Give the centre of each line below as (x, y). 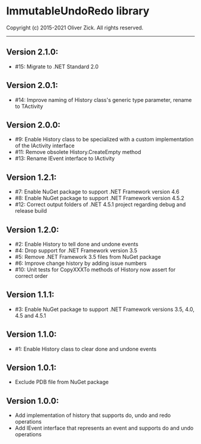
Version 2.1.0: (32, 52)
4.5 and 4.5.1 (30, 315)
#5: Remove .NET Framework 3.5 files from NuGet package (88, 257)
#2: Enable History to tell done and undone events (77, 244)
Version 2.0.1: (32, 85)
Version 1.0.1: (31, 368)
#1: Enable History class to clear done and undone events (86, 349)
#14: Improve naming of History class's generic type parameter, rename (103, 99)
